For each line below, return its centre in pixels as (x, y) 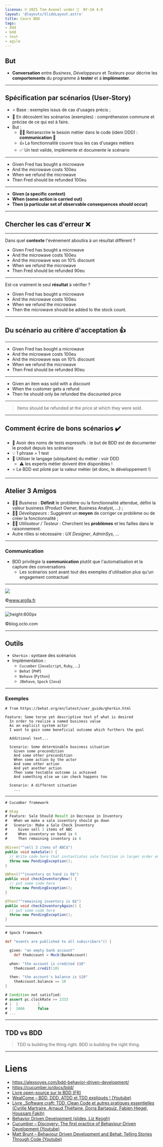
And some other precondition (43, 756)
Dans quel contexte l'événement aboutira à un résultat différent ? (70, 241)
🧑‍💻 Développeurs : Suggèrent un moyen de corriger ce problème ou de (83, 513)
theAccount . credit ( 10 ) (37, 968)
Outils (14, 644)
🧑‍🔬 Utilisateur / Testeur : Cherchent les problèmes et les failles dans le (83, 523)
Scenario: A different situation (43, 785)
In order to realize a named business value (55, 721)
